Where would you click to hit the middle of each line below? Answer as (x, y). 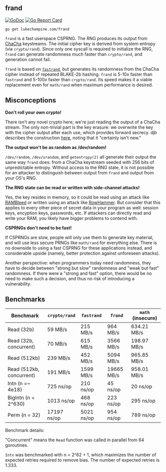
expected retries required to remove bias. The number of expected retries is (82, 460)
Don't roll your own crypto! (33, 112)
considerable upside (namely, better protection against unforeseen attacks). (83, 253)
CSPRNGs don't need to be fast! (39, 228)
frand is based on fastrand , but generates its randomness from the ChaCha (82, 69)
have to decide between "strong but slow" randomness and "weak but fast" (82, 268)
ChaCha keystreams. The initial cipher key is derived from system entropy (80, 44)
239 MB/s (59, 358)
